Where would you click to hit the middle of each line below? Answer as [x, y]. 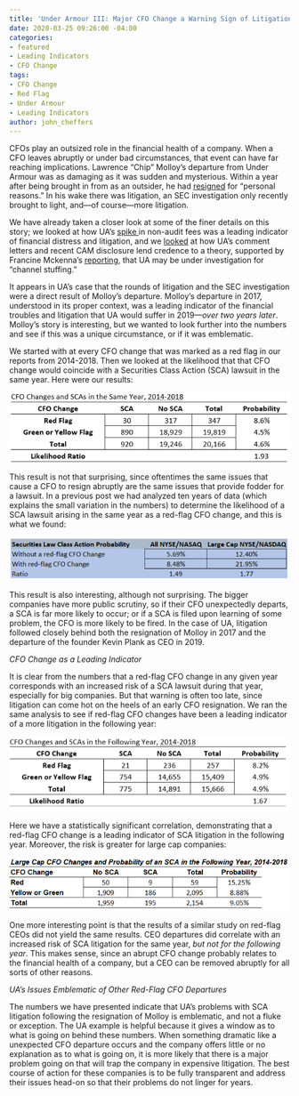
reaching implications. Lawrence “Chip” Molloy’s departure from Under [139, 167]
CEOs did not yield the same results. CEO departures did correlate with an [145, 935]
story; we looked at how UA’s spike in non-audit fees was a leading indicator [149, 232]
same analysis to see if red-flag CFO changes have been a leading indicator [148, 714]
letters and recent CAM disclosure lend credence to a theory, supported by [147, 251]
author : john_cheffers [51, 122]
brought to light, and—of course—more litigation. [99, 205]
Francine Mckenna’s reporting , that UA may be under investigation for [137, 260]
